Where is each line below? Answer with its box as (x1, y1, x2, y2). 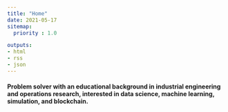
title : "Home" (7, 10, 48, 17)
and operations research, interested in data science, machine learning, (7, 90, 215, 98)
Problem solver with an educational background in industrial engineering (7, 82, 221, 91)
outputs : (7, 42, 32, 49)
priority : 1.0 (13, 29, 57, 37)
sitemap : (7, 23, 32, 30)
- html (7, 48, 26, 55)
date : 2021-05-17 (7, 17, 57, 24)
